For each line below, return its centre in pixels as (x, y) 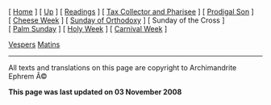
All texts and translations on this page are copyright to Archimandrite (123, 67)
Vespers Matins (34, 44)
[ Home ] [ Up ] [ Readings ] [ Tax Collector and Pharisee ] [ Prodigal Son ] (131, 12)
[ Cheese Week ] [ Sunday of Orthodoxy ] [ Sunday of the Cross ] (117, 20)
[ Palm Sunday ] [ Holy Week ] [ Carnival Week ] (88, 29)
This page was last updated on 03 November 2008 (95, 92)
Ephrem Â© (28, 76)
